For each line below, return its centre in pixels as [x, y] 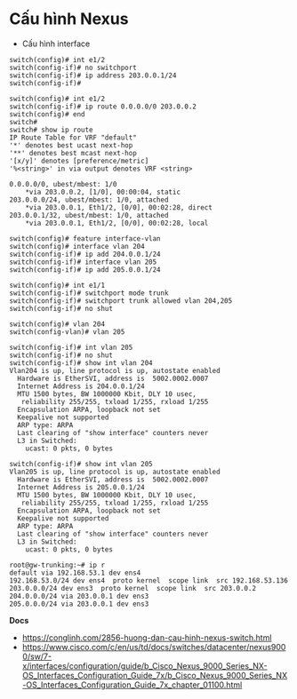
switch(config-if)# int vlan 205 [71, 347]
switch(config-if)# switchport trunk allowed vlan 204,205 [121, 301]
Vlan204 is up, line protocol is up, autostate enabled [115, 370]
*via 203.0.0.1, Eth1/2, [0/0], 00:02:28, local [117, 223]
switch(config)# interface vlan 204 [77, 246]
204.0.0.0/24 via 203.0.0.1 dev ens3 [79, 596]
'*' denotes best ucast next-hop [71, 145]
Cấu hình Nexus [69, 19]
